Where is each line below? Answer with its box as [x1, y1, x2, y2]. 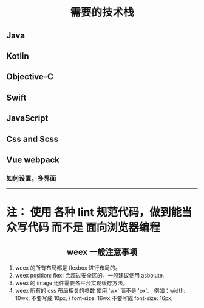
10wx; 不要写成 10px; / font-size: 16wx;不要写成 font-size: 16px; [15, 295, 173, 302]
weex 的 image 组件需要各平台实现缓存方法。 [15, 279, 129, 287]
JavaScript [6, 113, 49, 124]
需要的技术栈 [69, 5, 134, 20]
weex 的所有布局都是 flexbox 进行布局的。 [15, 264, 121, 271]
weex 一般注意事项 [66, 246, 138, 257]
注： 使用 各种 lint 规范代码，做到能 [6, 206, 182, 220]
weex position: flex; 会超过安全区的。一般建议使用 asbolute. [15, 272, 165, 279]
